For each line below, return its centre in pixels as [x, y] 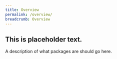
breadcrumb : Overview [28, 19]
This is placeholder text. [44, 39]
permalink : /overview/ [29, 14]
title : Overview [22, 10]
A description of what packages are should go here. [59, 51]
